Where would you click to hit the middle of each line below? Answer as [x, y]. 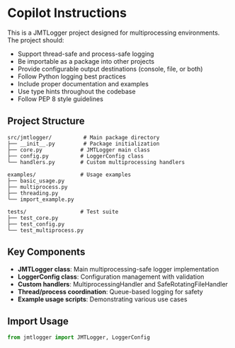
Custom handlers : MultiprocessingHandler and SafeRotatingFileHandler [123, 284]
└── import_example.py [41, 199]
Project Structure [46, 121]
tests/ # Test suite [63, 211]
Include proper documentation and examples [83, 83]
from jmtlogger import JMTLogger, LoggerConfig [79, 337]
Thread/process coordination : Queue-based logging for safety [110, 291]
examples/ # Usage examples [69, 175]
